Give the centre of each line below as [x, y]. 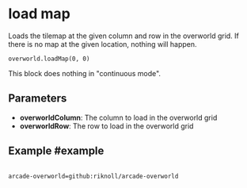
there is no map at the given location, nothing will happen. [103, 44]
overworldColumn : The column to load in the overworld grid [118, 117]
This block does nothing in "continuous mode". [84, 73]
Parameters [38, 99]
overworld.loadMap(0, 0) [49, 59]
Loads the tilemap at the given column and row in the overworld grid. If [124, 36]
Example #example [56, 151]
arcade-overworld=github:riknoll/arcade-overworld [93, 176]
